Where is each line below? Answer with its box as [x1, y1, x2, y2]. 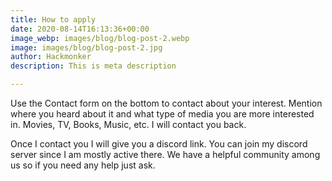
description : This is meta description [10, 61, 177, 71]
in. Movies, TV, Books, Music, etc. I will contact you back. [10, 119, 247, 130]
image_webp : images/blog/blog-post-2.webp [10, 33, 190, 43]
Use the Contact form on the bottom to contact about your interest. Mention [10, 97, 323, 109]
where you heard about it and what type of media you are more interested [10, 108, 315, 120]
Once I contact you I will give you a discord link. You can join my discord [10, 138, 308, 150]
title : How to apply [10, 14, 97, 25]
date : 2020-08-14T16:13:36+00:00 [10, 24, 150, 34]
